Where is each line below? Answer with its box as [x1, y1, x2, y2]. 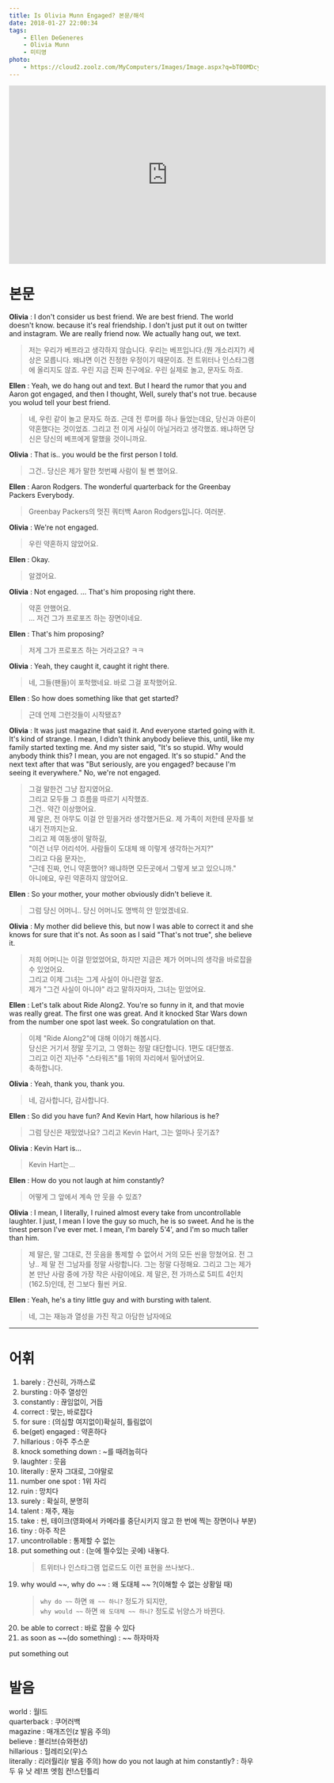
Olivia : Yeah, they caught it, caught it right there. [9, 661, 169, 671]
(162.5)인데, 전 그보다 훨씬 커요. [28, 1279, 127, 1288]
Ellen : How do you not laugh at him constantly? [9, 1175, 165, 1185]
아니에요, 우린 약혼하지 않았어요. [28, 873, 128, 882]
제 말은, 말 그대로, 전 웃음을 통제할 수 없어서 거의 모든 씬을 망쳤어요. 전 [28, 1249, 245, 1259]
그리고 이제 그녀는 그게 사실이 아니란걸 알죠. [28, 974, 165, 984]
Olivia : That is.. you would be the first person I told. [9, 450, 178, 459]
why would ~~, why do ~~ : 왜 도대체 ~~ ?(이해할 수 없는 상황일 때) [20, 1579, 233, 1589]
